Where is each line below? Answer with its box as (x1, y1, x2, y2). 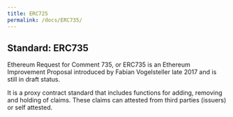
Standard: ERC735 (7, 42, 89, 54)
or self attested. (7, 103, 53, 111)
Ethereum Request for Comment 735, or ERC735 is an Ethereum (7, 60, 190, 69)
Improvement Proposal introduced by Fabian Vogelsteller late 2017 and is (7, 68, 217, 76)
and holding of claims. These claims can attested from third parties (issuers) (7, 96, 227, 105)
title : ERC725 (7, 10, 49, 17)
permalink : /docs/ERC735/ (7, 17, 82, 24)
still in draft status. (7, 75, 61, 84)
